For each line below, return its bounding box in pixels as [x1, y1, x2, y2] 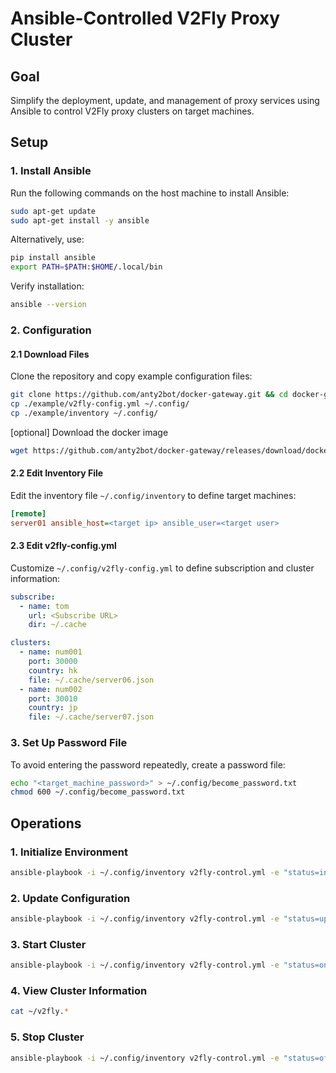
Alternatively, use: [10, 233, 85, 246]
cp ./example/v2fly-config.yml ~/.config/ [10, 399, 190, 409]
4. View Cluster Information [10, 984, 148, 998]
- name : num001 [19, 647, 83, 657]
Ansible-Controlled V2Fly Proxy [10, 7, 281, 30]
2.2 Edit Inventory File [10, 467, 104, 479]
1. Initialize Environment [10, 845, 128, 859]
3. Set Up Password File [10, 736, 128, 750]
